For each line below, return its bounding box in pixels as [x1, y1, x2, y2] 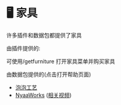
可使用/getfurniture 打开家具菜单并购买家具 [6, 57, 115, 65]
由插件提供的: [6, 44, 41, 52]
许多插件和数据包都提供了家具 [6, 31, 82, 39]
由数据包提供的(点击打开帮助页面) [6, 71, 92, 78]
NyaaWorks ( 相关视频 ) [15, 91, 72, 99]
